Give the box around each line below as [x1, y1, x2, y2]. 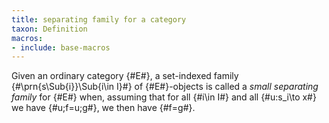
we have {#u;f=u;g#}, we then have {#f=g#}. [11, 102, 196, 114]
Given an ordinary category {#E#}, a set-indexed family [11, 70, 239, 82]
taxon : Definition [11, 24, 88, 34]
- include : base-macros [11, 42, 111, 53]
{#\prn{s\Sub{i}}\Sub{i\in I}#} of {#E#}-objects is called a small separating [11, 81, 319, 93]
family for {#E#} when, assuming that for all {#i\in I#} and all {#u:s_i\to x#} [11, 91, 317, 103]
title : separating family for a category [11, 14, 187, 25]
